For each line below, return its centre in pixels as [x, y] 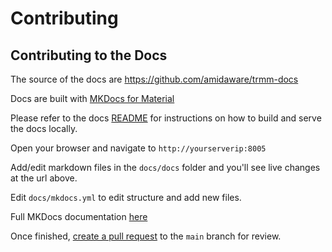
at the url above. [44, 178]
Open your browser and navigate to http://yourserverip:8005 [138, 148]
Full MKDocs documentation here [79, 216]
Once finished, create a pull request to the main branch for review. [146, 236]
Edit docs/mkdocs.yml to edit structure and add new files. [126, 197]
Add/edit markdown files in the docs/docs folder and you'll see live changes [165, 167]
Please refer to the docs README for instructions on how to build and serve [166, 118]
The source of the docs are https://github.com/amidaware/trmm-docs [154, 79]
